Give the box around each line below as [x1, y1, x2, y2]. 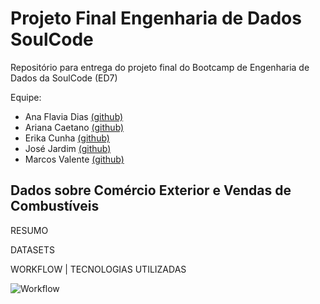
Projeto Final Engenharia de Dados [10, 7, 302, 30]
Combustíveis [10, 198, 100, 215]
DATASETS [10, 243, 56, 256]
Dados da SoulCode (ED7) [10, 72, 118, 84]
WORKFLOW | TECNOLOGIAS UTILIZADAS [10, 263, 187, 275]
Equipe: [10, 91, 42, 103]
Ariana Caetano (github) [24, 121, 125, 133]
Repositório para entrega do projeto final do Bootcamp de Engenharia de [10, 61, 310, 73]
